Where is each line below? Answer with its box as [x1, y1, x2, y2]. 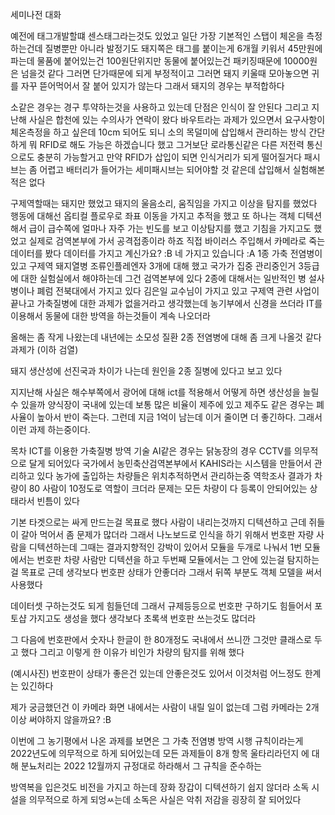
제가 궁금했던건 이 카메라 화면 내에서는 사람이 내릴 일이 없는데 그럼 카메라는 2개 [10, 701, 320, 713]
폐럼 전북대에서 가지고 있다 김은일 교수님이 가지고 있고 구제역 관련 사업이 [36, 285, 320, 297]
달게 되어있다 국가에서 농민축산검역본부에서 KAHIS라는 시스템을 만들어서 [28, 458, 312, 469]
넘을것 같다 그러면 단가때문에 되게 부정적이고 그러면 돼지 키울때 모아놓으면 [20, 68, 310, 79]
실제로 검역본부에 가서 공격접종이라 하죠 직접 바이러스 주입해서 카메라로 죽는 [28, 235, 326, 247]
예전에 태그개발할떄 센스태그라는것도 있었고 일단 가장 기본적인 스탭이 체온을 [10, 30, 305, 42]
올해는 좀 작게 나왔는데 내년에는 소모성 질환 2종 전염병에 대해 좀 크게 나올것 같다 [10, 331, 322, 343]
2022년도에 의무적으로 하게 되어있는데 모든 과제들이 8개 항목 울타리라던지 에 [10, 748, 310, 759]
